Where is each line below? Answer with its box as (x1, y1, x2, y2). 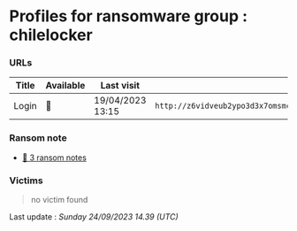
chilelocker (9, 25, 93, 45)
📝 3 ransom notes (21, 152, 87, 163)
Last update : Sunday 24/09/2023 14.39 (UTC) (9, 212, 179, 222)
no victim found (30, 195, 88, 205)
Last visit (100, 80, 140, 92)
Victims (9, 174, 43, 187)
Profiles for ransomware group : (9, 6, 248, 27)
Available (45, 80, 86, 92)
